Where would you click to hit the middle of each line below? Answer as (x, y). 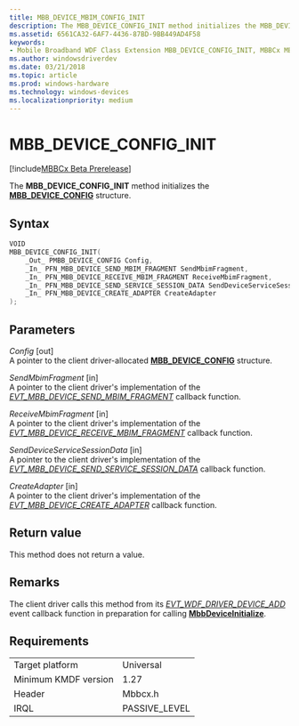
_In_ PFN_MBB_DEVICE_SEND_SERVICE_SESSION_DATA (115, 286)
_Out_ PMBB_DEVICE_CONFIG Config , (89, 260)
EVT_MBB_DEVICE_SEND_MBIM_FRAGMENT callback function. (125, 396)
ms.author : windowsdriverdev (63, 59)
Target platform (46, 665)
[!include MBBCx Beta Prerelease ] (70, 169)
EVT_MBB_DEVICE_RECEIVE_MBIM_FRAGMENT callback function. (131, 432)
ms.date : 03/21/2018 (48, 68)
